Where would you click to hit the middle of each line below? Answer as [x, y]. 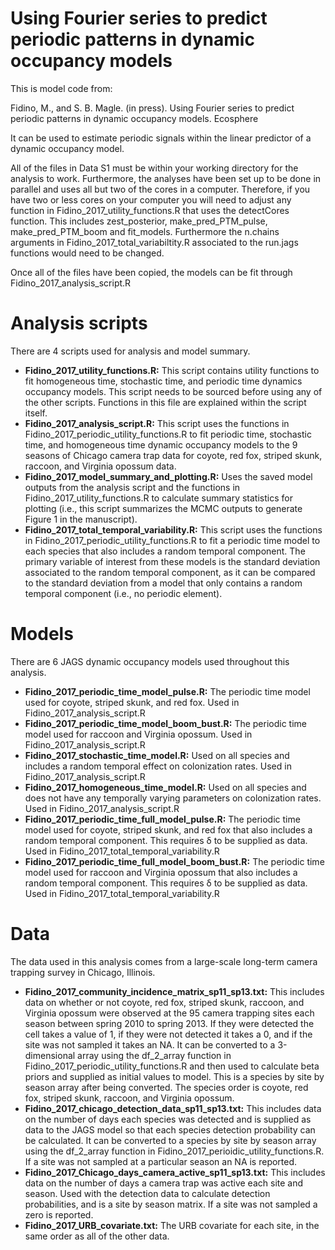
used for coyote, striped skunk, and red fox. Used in [132, 702]
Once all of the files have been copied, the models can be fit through [151, 272]
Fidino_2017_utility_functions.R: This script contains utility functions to [172, 370]
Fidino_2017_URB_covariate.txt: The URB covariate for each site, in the [172, 1225]
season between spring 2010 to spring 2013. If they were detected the [169, 1023]
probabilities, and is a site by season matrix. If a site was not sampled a [171, 1204]
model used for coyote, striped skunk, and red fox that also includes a [168, 829]
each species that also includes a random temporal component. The [165, 551]
